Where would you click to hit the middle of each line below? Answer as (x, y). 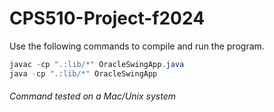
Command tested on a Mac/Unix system (92, 96)
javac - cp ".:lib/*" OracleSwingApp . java (97, 64)
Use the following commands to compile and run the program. (137, 46)
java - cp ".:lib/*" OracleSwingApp (83, 73)
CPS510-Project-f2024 (107, 18)
